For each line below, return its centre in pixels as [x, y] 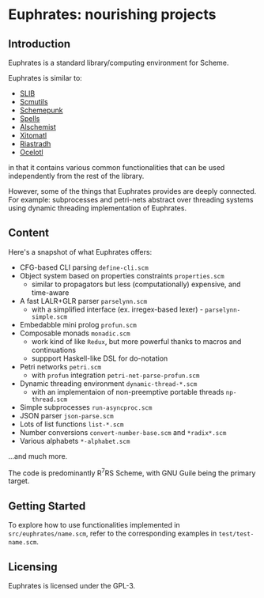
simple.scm [49, 317]
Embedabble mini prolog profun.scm [78, 324]
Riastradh [35, 144]
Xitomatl [33, 135]
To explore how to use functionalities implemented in [94, 525]
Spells [30, 119]
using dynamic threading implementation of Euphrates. [98, 208]
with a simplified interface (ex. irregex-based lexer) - [117, 309]
